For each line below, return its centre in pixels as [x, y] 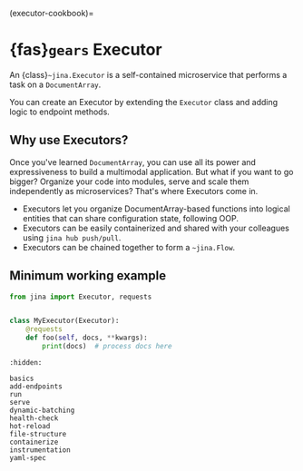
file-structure [38, 434]
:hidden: [26, 362]
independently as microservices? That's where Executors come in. [134, 191]
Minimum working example [88, 276]
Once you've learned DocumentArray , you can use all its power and [133, 162]
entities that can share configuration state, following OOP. [130, 218]
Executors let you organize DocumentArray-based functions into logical [156, 209]
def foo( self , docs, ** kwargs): [87, 338]
